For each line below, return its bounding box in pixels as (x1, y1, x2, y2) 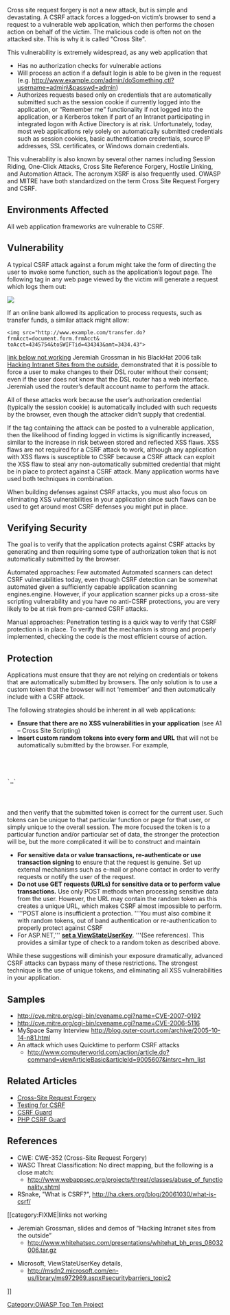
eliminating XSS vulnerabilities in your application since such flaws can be (7, 495, 216, 503)
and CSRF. (7, 185, 37, 192)
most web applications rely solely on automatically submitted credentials (16, 127, 223, 135)
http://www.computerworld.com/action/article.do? (27, 1048, 170, 1056)
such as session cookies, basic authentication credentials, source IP (16, 135, 211, 143)
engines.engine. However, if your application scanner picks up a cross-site (7, 590, 219, 598)
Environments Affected (7, 204, 108, 216)
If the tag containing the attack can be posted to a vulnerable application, (7, 423, 214, 432)
